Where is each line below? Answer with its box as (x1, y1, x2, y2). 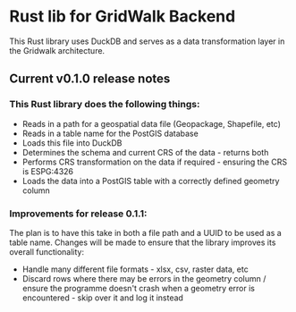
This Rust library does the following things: (9, 98, 200, 111)
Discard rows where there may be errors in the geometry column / (21, 273, 266, 283)
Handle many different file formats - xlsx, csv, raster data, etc (21, 264, 249, 274)
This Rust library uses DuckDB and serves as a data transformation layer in (9, 36, 285, 46)
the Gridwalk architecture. (9, 45, 106, 55)
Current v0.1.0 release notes (9, 72, 171, 87)
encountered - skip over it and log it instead (21, 292, 183, 303)
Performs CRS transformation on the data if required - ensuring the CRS (21, 156, 288, 167)
